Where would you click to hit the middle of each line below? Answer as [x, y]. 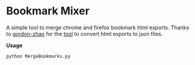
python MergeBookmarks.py [38, 56]
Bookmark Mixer [48, 11]
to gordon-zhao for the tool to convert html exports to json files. [84, 33]
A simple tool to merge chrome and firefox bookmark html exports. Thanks [98, 27]
